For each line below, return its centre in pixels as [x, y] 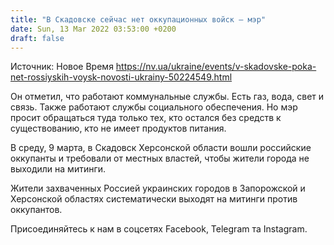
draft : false [37, 38]
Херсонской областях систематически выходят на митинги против [154, 199]
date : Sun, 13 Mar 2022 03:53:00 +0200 [93, 29]
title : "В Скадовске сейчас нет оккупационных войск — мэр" [138, 19]
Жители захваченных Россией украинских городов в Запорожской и [158, 188]
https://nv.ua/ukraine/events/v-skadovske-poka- [216, 67]
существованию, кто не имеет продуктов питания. [118, 128]
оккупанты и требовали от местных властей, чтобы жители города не [160, 158]
